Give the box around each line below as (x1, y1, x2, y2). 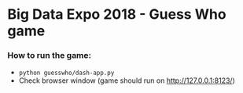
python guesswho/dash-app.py (18, 69, 115, 77)
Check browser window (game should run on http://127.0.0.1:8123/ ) (18, 76, 235, 85)
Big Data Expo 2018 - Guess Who (7, 5, 226, 23)
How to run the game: (7, 50, 92, 61)
